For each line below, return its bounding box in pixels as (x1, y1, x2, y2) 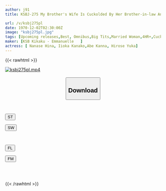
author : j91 (5, 7, 30, 12)
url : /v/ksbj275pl (5, 21, 43, 26)
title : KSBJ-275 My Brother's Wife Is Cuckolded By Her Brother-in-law (5, 12, 156, 17)
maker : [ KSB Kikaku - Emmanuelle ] (5, 39, 83, 44)
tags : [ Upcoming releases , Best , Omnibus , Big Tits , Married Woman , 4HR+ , (5, 34, 154, 39)
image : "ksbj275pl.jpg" (5, 30, 54, 35)
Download (68, 87, 98, 94)
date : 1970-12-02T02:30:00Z (5, 25, 63, 30)
